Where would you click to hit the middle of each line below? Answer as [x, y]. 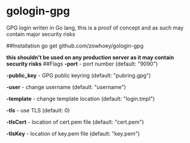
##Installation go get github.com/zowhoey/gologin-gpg [75, 46]
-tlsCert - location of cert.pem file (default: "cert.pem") [75, 122]
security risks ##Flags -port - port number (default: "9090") [82, 64]
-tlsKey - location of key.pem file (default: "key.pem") [73, 133]
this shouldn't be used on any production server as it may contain [90, 57]
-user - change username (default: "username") [66, 87]
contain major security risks [41, 34]
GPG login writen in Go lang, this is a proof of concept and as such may [95, 28]
